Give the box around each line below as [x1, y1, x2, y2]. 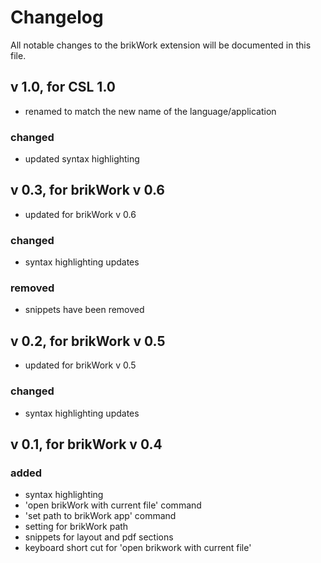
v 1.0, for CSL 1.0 [10, 79, 116, 96]
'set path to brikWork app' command [24, 510, 177, 522]
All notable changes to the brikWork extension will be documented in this [10, 39, 312, 51]
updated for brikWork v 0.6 [24, 208, 137, 220]
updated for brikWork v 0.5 [24, 359, 137, 371]
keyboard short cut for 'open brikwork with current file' [24, 542, 252, 554]
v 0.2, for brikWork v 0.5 [10, 332, 166, 350]
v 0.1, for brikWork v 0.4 [10, 436, 163, 453]
